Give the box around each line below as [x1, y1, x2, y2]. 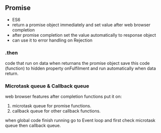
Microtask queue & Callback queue [5, 83, 89, 89]
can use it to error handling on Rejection [12, 37, 93, 43]
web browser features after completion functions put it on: [5, 94, 122, 100]
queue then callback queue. [5, 123, 61, 129]
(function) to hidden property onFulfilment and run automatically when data [5, 65, 156, 72]
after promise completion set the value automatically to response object [12, 32, 157, 38]
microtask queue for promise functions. [12, 103, 91, 109]
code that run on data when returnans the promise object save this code [5, 60, 150, 66]
